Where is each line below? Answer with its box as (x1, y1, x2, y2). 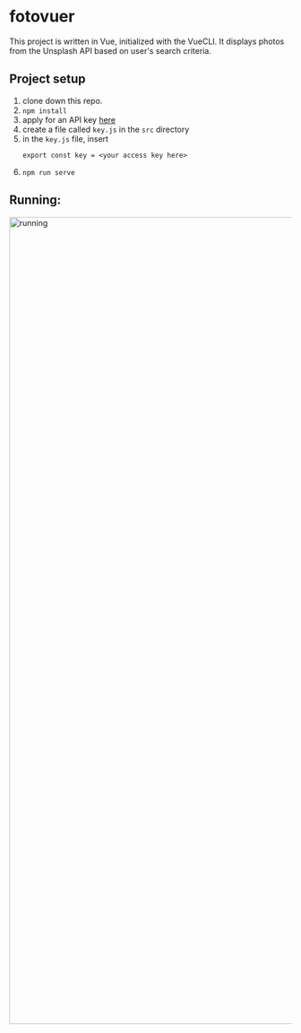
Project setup (9, 72, 87, 87)
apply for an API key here (21, 114, 116, 125)
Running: (9, 193, 62, 208)
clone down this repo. (21, 95, 103, 106)
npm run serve (21, 168, 75, 177)
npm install (21, 106, 67, 116)
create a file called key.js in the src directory (21, 124, 190, 135)
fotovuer (9, 6, 75, 27)
